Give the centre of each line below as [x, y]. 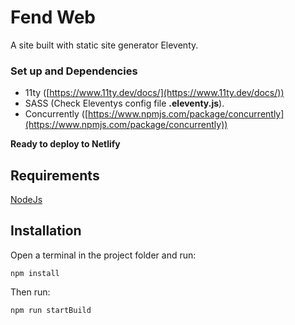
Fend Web [53, 17]
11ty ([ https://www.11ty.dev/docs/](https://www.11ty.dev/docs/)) [154, 93]
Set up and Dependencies [74, 71]
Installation [46, 231]
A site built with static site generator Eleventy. [104, 45]
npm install [35, 273]
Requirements [55, 175]
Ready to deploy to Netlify [65, 144]
